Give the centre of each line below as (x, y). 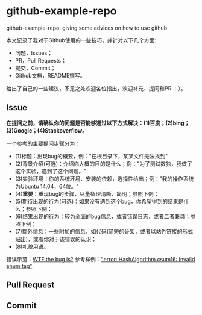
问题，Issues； (34, 53)
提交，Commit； (35, 68)
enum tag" (19, 266)
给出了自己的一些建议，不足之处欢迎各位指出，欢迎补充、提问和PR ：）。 (96, 88)
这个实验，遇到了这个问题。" (51, 171)
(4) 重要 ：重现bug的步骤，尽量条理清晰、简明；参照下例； (87, 193)
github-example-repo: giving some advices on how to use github (87, 28)
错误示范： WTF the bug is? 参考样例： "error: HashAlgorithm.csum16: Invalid (101, 259)
